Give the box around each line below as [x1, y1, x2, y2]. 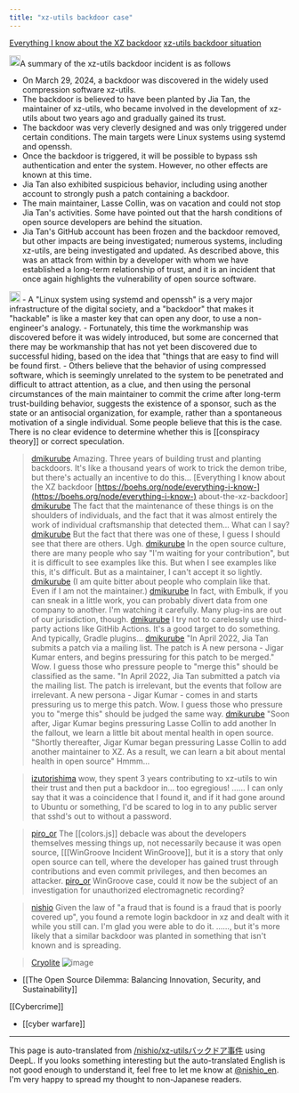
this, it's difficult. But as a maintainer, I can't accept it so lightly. [30, 566, 263, 577]
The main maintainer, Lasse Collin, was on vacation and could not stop [21, 198, 281, 209]
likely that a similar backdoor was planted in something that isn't [30, 930, 267, 941]
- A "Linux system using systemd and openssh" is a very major [21, 294, 254, 304]
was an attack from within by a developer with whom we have [21, 255, 249, 265]
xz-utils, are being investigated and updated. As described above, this [21, 246, 279, 256]
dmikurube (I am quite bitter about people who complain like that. [30, 576, 271, 587]
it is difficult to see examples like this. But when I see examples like [30, 557, 278, 568]
